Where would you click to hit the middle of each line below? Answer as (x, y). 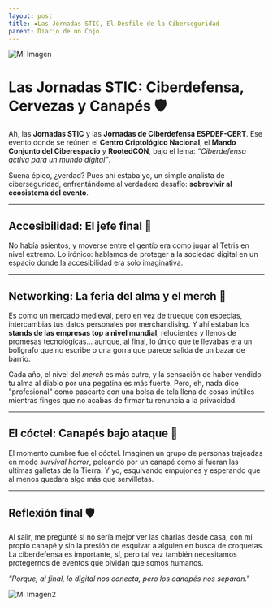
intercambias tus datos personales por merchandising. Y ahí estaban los (129, 324)
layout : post (30, 16)
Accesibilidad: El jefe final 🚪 (80, 225)
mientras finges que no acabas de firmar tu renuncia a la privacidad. (123, 400)
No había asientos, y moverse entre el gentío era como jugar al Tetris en (129, 245)
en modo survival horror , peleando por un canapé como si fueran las (124, 462)
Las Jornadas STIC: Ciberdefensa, (126, 87)
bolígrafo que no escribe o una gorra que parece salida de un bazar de (127, 349)
